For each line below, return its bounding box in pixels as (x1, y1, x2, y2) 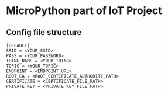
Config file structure (6, 27, 82, 37)
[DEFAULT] (6, 43, 30, 48)
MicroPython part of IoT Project (6, 4, 162, 17)
